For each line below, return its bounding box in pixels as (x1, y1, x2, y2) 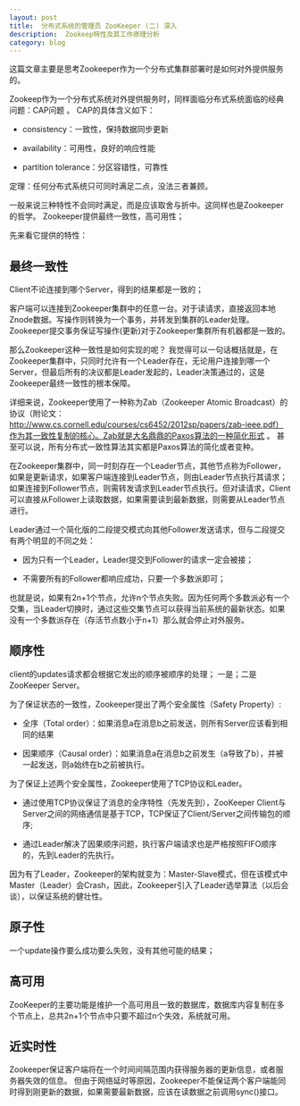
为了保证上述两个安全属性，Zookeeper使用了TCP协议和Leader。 (9, 778, 247, 789)
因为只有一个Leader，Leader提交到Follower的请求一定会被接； (21, 555, 254, 566)
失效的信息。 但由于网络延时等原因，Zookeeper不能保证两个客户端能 (24, 1076, 279, 1086)
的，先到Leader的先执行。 (21, 850, 119, 860)
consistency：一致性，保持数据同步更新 (21, 124, 170, 135)
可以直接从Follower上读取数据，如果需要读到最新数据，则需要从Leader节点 (9, 494, 286, 505)
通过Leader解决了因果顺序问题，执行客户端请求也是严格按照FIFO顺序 (21, 838, 277, 849)
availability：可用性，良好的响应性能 (21, 143, 156, 154)
